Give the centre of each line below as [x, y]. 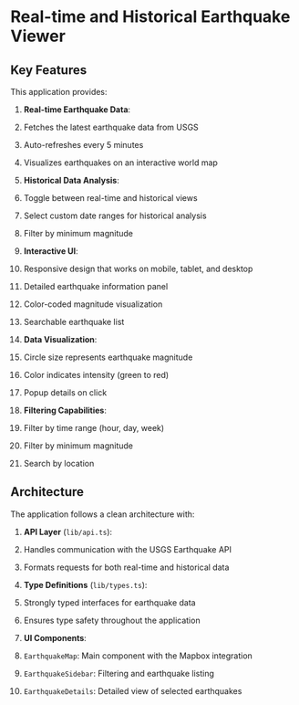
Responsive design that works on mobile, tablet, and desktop [138, 268]
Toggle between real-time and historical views [111, 198]
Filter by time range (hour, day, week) [94, 428]
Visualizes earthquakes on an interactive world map [120, 163]
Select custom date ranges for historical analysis [115, 216]
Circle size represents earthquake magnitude [108, 357]
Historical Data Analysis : [71, 180]
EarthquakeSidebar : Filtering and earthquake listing [119, 673]
